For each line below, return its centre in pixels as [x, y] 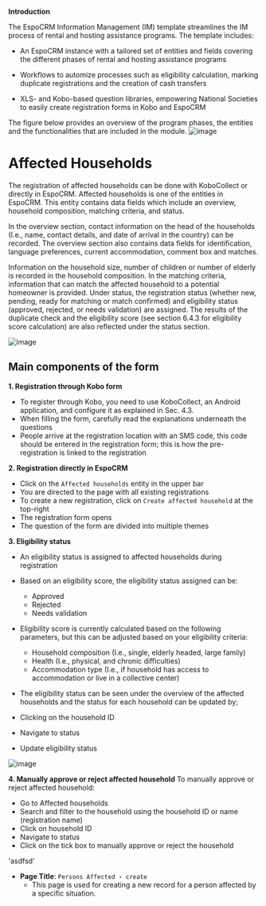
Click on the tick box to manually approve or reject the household [127, 845]
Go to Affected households [64, 803]
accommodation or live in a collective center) [106, 678]
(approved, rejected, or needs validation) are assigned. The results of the [128, 309]
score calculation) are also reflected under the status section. [109, 326]
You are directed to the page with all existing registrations [114, 492]
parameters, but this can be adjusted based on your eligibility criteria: [134, 636]
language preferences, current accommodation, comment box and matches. [133, 251]
